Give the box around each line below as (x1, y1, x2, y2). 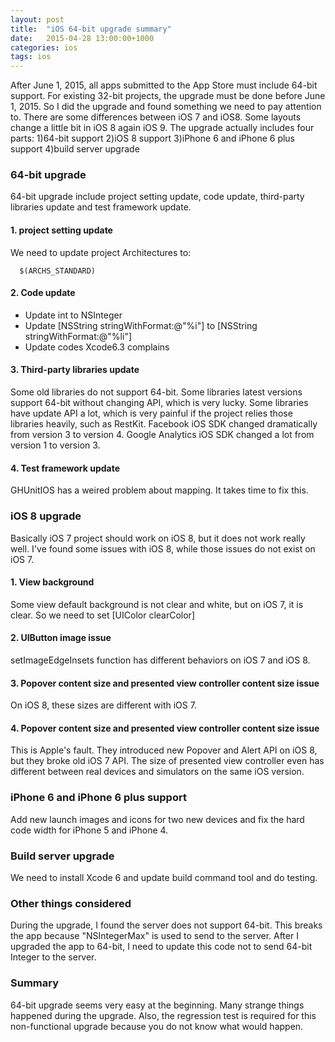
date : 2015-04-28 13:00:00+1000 (10, 33, 155, 43)
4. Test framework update (10, 462, 121, 474)
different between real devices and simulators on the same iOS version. (10, 766, 305, 778)
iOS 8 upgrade (10, 509, 82, 523)
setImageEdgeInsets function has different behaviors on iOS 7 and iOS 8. (10, 654, 311, 666)
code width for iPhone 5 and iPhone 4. (10, 824, 169, 836)
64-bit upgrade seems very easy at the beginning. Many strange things (10, 999, 305, 1011)
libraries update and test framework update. (10, 201, 192, 213)
